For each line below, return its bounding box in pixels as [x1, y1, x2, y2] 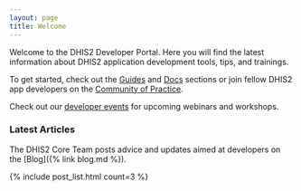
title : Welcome [9, 22, 67, 31]
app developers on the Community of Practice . [9, 83, 183, 94]
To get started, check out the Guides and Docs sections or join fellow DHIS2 [9, 73, 293, 84]
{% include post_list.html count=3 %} [9, 171, 149, 182]
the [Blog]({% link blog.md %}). [9, 153, 127, 164]
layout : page [9, 13, 59, 23]
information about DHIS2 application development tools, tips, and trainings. [9, 56, 289, 67]
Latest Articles [9, 123, 75, 136]
